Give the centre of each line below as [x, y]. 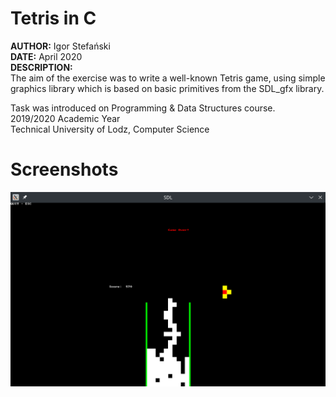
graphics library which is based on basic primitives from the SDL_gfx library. [167, 88]
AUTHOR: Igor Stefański [60, 46]
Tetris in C [53, 18]
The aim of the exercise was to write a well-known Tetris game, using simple [168, 78]
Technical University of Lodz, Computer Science [110, 129]
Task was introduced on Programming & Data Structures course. [143, 108]
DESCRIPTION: [41, 67]
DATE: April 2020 [46, 56]
